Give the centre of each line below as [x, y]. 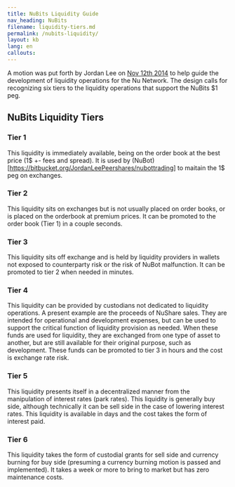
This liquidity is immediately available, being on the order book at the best [114, 152]
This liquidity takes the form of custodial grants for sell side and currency [113, 455]
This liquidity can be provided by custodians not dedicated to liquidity [108, 306]
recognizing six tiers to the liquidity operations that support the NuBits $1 [113, 88]
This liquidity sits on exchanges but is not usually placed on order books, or [116, 209]
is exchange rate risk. [38, 358]
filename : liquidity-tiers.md [52, 27]
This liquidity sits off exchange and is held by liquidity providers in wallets [114, 257]
